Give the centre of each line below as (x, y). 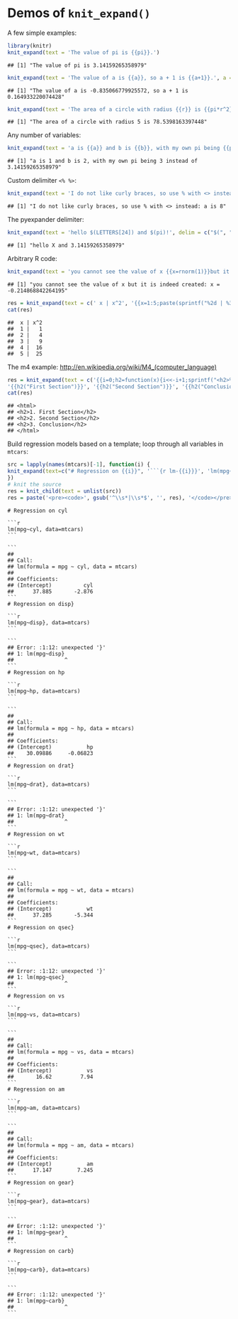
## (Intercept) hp (50, 747)
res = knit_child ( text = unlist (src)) (64, 491)
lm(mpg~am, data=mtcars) (44, 1108)
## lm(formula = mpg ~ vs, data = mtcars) (71, 1052)
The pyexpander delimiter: (46, 220)
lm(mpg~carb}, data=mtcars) (49, 1270)
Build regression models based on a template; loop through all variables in (115, 444)
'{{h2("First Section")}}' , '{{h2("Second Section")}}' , (93, 386)
